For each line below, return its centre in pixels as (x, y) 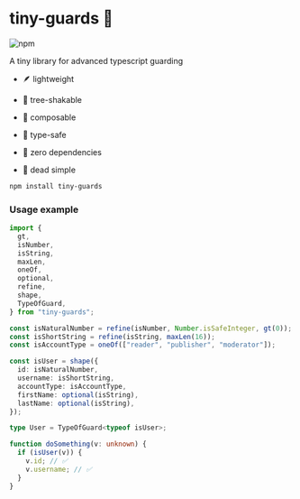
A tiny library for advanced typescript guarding (96, 60)
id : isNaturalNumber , (58, 370)
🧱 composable (49, 117)
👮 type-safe (45, 134)
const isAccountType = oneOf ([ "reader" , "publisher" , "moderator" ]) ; (143, 345)
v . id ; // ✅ (47, 461)
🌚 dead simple (49, 170)
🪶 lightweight (48, 79)
